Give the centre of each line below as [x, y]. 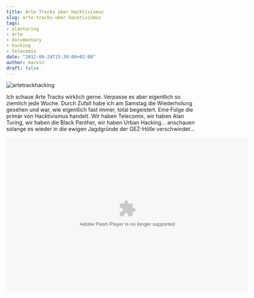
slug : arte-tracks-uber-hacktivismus [54, 18]
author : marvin [25, 62]
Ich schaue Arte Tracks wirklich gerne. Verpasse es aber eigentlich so [93, 97]
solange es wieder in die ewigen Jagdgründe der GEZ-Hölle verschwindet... [101, 129]
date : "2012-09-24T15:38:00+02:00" [51, 57]
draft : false [23, 68]
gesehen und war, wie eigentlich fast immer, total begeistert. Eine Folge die [100, 110]
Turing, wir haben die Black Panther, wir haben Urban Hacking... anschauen [101, 123]
